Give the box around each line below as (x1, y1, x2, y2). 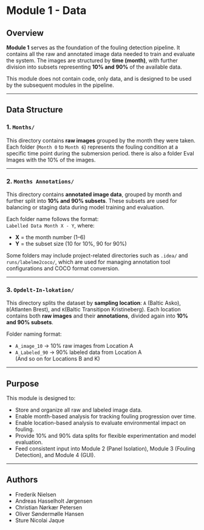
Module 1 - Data (6, 4, 87, 18)
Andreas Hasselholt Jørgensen (15, 497, 93, 505)
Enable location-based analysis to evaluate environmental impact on (15, 420, 186, 427)
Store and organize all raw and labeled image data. (15, 406, 143, 413)
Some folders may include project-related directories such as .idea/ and (6, 251, 188, 259)
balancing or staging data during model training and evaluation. (6, 203, 165, 211)
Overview (6, 28, 44, 38)
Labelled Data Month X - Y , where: (6, 222, 95, 229)
